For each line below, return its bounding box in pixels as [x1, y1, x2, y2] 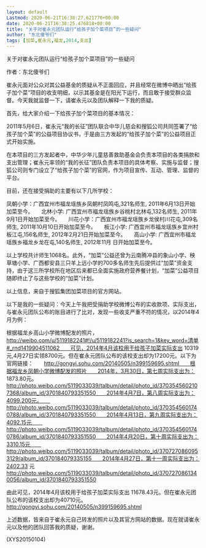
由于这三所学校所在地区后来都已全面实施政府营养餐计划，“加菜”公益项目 [17, 267, 199, 274]
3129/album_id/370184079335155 [6, 455, 92, 462]
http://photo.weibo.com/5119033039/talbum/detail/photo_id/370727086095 [6, 447, 198, 455]
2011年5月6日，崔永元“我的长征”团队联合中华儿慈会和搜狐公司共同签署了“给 [6, 123, 198, 129]
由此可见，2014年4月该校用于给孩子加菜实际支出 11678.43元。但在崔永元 [6, 488, 191, 496]
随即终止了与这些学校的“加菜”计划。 [6, 274, 97, 282]
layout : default [6, 9, 48, 15]
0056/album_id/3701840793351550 [6, 476, 97, 483]
